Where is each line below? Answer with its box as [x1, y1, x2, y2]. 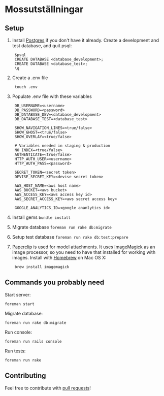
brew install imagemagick [14, 265, 70, 270]
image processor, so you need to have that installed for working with [12, 249, 156, 255]
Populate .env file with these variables [12, 93, 92, 100]
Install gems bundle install [12, 214, 71, 220]
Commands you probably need [5, 278, 105, 287]
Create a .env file [12, 75, 48, 81]
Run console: [5, 329, 32, 335]
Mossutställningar [5, 4, 84, 15]
